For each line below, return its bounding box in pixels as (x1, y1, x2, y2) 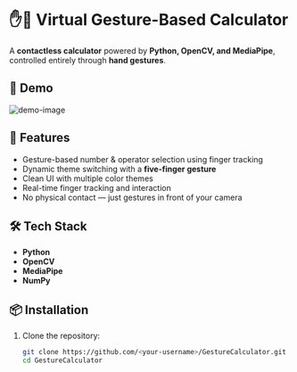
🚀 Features (9, 130, 70, 145)
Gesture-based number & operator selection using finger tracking (21, 153, 263, 164)
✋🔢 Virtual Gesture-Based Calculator (9, 10, 289, 30)
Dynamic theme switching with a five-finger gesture (21, 163, 217, 174)
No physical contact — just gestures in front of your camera (21, 192, 243, 203)
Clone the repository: (21, 330, 101, 342)
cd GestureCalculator (21, 356, 103, 365)
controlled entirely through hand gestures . (9, 54, 167, 65)
